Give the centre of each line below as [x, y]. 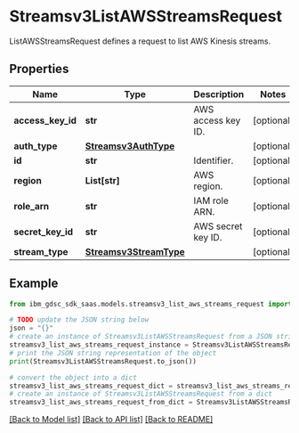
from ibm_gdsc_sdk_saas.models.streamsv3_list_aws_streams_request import [151, 304]
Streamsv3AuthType [130, 146]
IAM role [211, 200]
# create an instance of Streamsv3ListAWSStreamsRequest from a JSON [141, 337]
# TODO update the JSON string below [79, 320]
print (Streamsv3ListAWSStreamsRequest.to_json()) [103, 361]
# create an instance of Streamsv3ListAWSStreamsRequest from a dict [141, 394]
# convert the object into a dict [73, 377]
